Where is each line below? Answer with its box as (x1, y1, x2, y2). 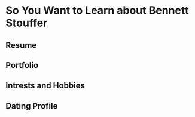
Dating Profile (5, 101, 58, 111)
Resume (5, 40, 37, 50)
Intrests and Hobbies (5, 81, 85, 91)
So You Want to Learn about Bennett (5, 4, 189, 17)
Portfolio (5, 60, 39, 70)
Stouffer (5, 16, 48, 30)
